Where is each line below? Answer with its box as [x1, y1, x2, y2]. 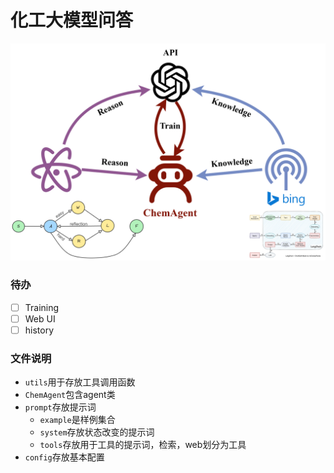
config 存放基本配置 [24, 451, 105, 463]
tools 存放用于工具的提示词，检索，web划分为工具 [39, 439, 247, 451]
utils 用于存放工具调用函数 [24, 376, 136, 388]
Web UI [24, 312, 56, 325]
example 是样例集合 [39, 414, 116, 426]
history [24, 324, 55, 336]
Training [24, 301, 60, 313]
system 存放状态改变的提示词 [39, 426, 155, 438]
